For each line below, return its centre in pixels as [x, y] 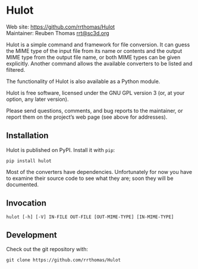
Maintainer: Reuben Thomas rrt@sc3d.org [58, 33]
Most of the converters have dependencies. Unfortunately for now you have [99, 172]
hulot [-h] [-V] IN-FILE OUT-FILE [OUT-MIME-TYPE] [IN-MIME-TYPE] [90, 217]
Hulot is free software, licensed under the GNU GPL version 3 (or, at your [95, 93]
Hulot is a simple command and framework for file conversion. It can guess [98, 45]
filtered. [16, 69]
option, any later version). [37, 99]
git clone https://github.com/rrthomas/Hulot [63, 260]
